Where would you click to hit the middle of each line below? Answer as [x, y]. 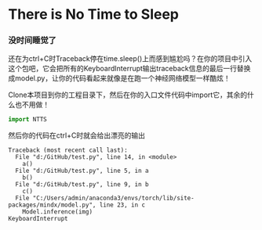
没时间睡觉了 [33, 41]
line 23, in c [122, 205]
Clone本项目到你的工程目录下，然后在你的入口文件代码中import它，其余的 [128, 95]
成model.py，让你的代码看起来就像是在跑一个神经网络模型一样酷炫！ [119, 78]
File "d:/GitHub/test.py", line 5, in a [82, 171]
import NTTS [27, 120]
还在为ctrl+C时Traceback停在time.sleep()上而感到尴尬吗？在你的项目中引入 [130, 59]
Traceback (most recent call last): [68, 150]
